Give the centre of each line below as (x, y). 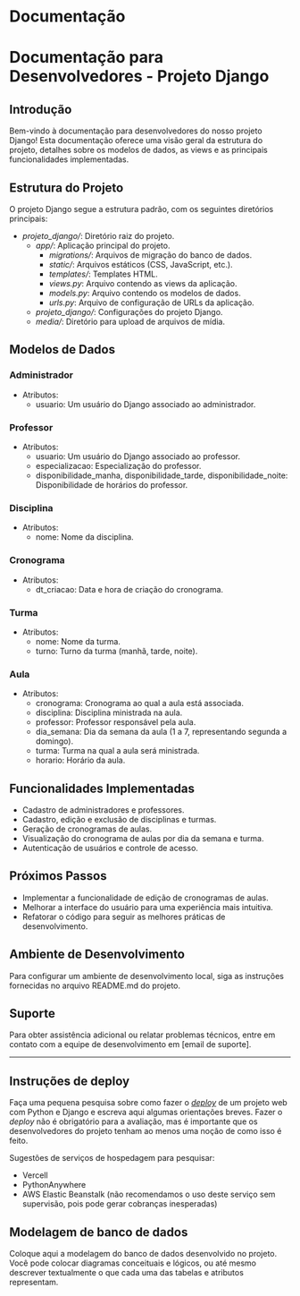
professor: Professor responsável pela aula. (116, 722)
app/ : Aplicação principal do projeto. (103, 245)
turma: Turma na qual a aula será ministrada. (117, 751)
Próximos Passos (58, 876)
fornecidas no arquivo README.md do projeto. (95, 985)
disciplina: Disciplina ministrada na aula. (109, 712)
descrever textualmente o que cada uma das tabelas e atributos (126, 1273)
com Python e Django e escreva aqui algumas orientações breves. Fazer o (146, 1113)
